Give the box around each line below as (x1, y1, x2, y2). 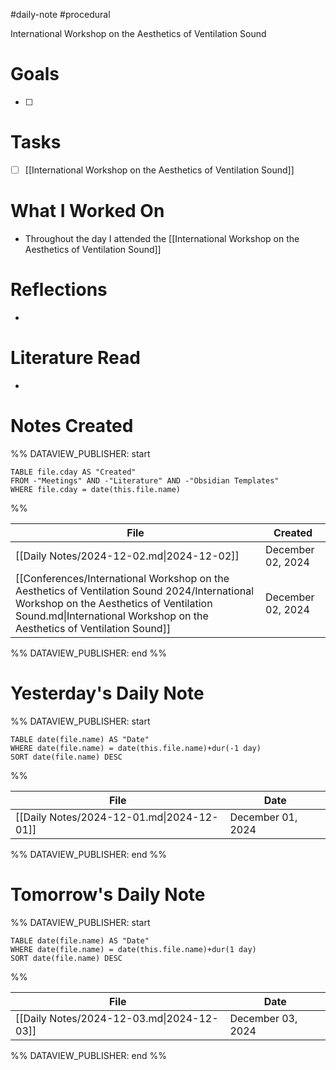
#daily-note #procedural (10, 9, 111, 20)
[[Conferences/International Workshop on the (15, 571, 230, 585)
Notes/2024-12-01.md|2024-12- (49, 810, 219, 824)
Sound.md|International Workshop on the (15, 609, 209, 623)
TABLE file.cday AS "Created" (10, 467, 137, 477)
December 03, (229, 1011, 298, 1025)
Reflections (10, 279, 108, 301)
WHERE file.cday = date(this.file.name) (10, 484, 182, 494)
